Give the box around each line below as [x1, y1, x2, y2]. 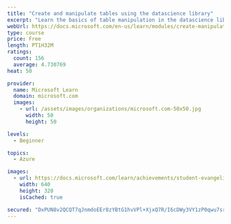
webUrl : [7, 23, 30, 30]
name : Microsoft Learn [13, 87, 78, 93]
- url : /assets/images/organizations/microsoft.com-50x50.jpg [19, 106, 201, 113]
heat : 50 [7, 67, 32, 74]
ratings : [7, 49, 32, 56]
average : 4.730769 [13, 61, 67, 68]
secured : [7, 206, 32, 213]
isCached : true [19, 194, 63, 201]
